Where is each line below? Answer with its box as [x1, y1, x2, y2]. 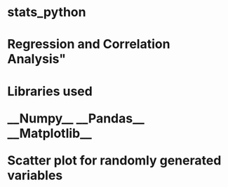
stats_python [7, 4, 86, 20]
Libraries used [7, 83, 93, 99]
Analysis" [7, 51, 67, 67]
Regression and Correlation [7, 36, 170, 53]
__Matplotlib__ [7, 125, 93, 141]
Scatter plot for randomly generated [7, 152, 222, 168]
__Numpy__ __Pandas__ [7, 110, 145, 126]
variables [7, 167, 63, 183]
